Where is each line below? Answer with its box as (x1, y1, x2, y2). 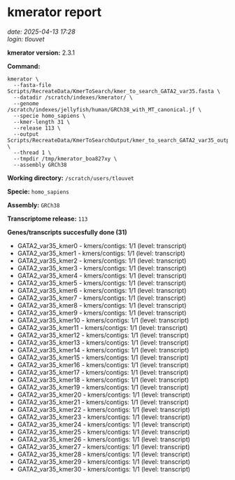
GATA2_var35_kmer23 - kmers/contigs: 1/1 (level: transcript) (17, 413, 191, 421)
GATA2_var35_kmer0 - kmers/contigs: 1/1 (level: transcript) (17, 241, 187, 249)
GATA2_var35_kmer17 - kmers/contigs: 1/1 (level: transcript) (17, 368, 189, 376)
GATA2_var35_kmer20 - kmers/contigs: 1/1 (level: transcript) (17, 390, 191, 399)
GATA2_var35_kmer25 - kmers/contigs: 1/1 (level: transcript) (17, 427, 190, 436)
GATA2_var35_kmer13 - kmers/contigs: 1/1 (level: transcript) (17, 338, 190, 347)
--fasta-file (13, 81, 52, 88)
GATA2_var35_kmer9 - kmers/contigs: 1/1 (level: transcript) (17, 308, 187, 317)
